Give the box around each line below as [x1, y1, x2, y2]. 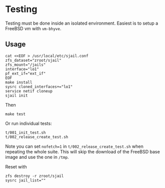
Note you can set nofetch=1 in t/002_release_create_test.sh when [5, 143, 144, 149]
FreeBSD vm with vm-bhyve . [5, 25, 62, 31]
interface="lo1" [5, 66, 39, 71]
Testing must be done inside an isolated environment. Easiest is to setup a [5, 20, 158, 26]
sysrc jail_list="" [5, 177, 46, 183]
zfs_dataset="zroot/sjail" [5, 58, 62, 63]
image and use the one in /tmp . [5, 154, 69, 160]
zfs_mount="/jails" [5, 62, 46, 67]
